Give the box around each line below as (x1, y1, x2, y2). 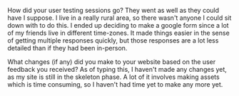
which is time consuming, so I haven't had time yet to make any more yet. (7, 80, 223, 88)
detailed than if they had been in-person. (7, 44, 128, 52)
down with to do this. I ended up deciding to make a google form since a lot (7, 21, 230, 29)
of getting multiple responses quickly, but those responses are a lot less (7, 36, 219, 45)
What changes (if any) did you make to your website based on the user (7, 58, 216, 66)
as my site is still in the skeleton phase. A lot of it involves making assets (7, 73, 220, 81)
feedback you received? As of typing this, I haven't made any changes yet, (7, 65, 227, 73)
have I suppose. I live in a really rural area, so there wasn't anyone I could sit (7, 14, 232, 22)
